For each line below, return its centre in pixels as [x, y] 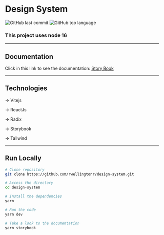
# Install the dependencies [34, 196]
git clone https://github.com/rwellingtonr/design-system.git [70, 174]
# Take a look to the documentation [42, 223]
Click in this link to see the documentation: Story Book [59, 68]
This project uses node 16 [36, 35]
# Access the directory [29, 183]
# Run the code [20, 209]
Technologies [26, 89]
